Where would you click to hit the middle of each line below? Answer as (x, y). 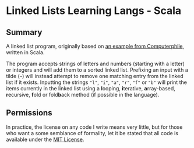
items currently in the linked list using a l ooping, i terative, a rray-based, (91, 88)
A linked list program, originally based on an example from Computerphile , (95, 46)
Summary (24, 32)
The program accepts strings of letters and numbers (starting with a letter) (96, 64)
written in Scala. (25, 52)
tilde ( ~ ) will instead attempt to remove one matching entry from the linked (95, 76)
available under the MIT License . (45, 139)
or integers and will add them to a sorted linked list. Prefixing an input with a (97, 70)
